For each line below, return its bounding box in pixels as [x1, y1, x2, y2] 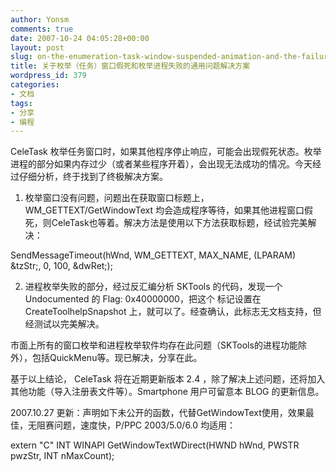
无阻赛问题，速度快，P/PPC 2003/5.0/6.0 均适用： [27, 419, 237, 431]
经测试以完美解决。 [24, 318, 105, 330]
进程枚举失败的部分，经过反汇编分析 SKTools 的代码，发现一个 [24, 281, 283, 293]
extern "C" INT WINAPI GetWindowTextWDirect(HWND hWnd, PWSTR [10, 439, 300, 451]
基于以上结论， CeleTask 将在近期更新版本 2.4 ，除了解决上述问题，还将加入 [10, 373, 326, 385]
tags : [10, 98, 33, 108]
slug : [10, 52, 33, 62]
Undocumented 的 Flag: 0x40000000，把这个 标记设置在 [24, 293, 262, 305]
